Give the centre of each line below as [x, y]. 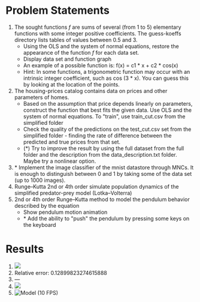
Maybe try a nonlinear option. [60, 161]
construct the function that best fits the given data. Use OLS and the [107, 110]
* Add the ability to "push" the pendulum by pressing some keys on [106, 218]
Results [25, 249]
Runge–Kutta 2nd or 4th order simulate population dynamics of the [96, 186]
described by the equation [47, 205]
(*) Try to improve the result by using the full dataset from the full [104, 148]
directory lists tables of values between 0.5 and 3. [76, 40]
